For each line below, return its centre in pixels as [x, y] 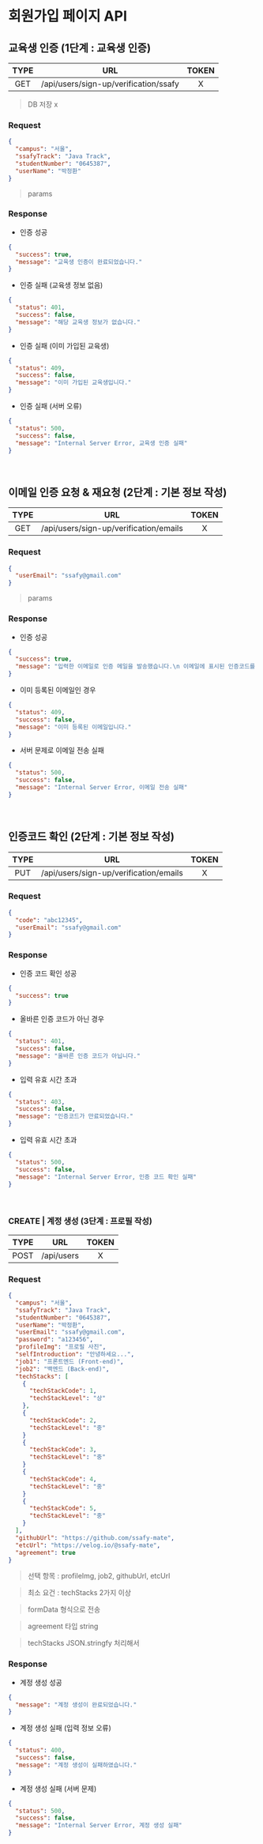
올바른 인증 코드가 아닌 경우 [62, 1019]
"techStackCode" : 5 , [63, 1509]
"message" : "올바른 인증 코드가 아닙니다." [78, 1056]
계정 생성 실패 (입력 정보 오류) [66, 1728]
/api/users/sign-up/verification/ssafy [110, 84]
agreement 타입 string [63, 1626]
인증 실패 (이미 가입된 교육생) [64, 345]
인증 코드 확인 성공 [48, 973]
